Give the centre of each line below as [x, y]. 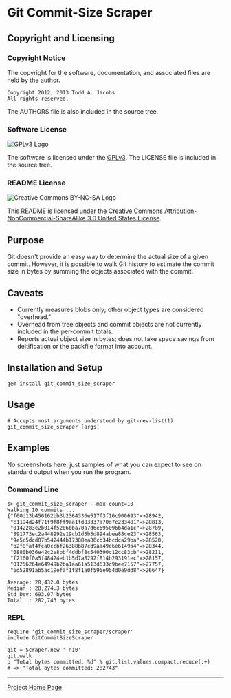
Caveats [25, 293]
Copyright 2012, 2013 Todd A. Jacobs [61, 92]
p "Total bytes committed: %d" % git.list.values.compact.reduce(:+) [109, 662]
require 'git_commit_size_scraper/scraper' [70, 632]
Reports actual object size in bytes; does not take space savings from [115, 339]
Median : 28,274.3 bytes [43, 588]
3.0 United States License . [124, 218]
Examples [29, 448]
